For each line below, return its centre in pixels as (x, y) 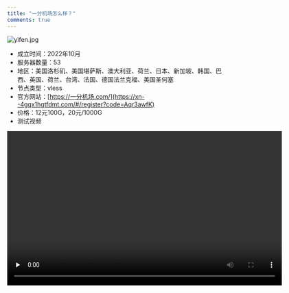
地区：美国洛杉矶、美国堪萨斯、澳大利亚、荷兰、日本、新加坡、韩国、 (116, 71)
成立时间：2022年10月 (49, 54)
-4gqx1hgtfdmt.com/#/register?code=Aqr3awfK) (86, 104)
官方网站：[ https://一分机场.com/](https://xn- (81, 96)
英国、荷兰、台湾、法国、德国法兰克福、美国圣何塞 (101, 79)
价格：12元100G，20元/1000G (59, 112)
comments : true (29, 20)
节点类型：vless (40, 88)
